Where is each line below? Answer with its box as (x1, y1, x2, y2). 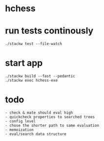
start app (5, 58, 43, 69)
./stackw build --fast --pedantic (5, 74, 76, 79)
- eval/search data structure (5, 132, 67, 137)
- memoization (5, 127, 34, 132)
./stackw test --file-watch (5, 41, 62, 46)
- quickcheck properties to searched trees (5, 115, 95, 120)
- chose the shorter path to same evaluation (5, 123, 99, 128)
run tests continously (5, 25, 94, 37)
